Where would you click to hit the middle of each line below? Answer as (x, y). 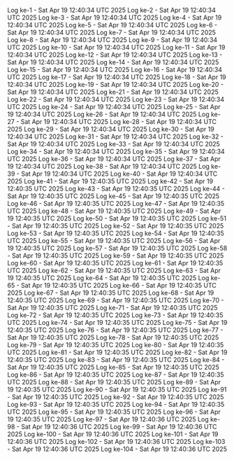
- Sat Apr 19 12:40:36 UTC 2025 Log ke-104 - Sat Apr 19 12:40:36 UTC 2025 (117, 449)
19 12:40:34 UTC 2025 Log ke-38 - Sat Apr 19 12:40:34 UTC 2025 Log (108, 166)
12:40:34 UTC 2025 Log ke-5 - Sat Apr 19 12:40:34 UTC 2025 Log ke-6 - (112, 25)
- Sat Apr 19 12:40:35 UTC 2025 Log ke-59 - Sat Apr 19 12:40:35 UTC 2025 (116, 256)
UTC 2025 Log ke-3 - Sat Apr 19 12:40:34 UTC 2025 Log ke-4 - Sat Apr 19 (115, 18)
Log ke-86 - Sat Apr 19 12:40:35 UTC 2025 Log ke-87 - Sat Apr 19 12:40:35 (116, 375)
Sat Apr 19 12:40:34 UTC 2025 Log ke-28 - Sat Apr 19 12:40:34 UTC (119, 121)
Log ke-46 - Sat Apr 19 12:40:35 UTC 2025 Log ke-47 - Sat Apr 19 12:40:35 (116, 203)
